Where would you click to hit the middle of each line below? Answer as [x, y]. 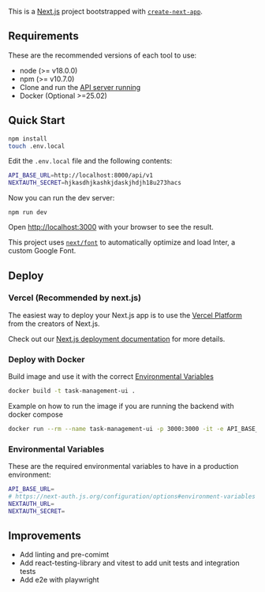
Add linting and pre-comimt [64, 555]
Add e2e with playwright [60, 580]
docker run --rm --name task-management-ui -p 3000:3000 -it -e [116, 429]
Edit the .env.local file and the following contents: [90, 161]
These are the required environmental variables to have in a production [123, 466]
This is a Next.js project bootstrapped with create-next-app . [106, 11]
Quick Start [37, 120]
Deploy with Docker [47, 359]
